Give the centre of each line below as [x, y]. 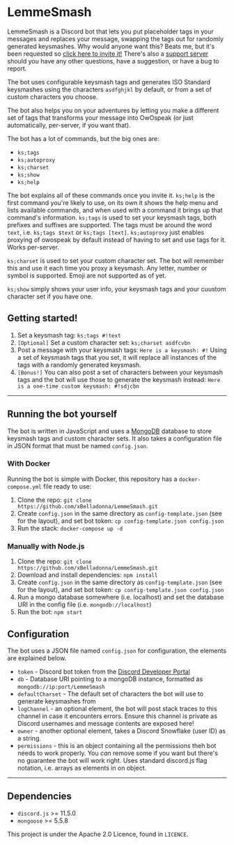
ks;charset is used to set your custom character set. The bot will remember [116, 260]
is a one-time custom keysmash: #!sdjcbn [78, 386]
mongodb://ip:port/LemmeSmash [61, 687]
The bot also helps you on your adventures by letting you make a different [113, 110]
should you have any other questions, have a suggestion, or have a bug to [113, 61]
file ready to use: [67, 486]
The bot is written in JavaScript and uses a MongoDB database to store [110, 431]
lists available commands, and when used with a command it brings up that [115, 210]
